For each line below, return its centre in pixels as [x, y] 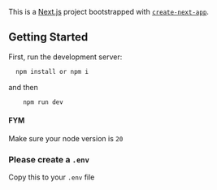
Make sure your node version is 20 [66, 138]
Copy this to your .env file [52, 177]
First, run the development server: [65, 57]
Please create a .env [49, 159]
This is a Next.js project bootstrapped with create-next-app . [109, 12]
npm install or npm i [52, 71]
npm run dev [43, 102]
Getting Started [48, 37]
